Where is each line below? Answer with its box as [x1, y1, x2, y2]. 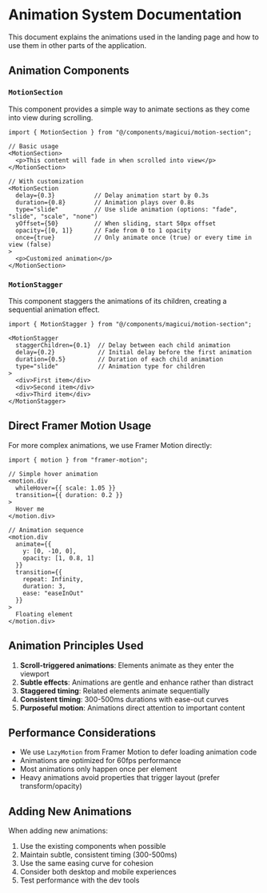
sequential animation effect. [8, 305, 100, 314]
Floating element [15, 610, 74, 618]
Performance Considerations [8, 725, 156, 739]
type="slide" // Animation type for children [15, 362, 205, 370]
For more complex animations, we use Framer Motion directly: [8, 440, 213, 450]
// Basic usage [8, 142, 59, 150]
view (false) [8, 240, 52, 249]
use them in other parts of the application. [8, 40, 146, 50]
